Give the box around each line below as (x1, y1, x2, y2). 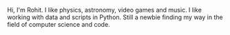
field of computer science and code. (7, 21, 110, 28)
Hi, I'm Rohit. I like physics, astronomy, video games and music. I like (7, 6, 202, 14)
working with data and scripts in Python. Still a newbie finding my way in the (7, 13, 223, 21)
